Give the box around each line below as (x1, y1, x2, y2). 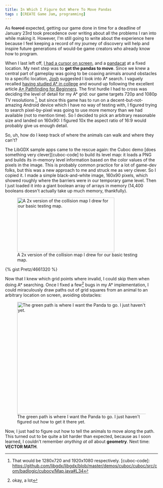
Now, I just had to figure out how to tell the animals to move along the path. (5, 428, 155, 434)
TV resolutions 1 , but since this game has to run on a (5, 96, 110, 103)
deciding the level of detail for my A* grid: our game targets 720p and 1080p (5, 91, 158, 97)
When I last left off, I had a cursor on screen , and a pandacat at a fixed (5, 60, 146, 66)
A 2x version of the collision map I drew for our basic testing (17, 252, 138, 258)
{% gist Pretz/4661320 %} (5, 266, 58, 272)
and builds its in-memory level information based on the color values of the (5, 157, 155, 163)
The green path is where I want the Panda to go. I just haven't (17, 413, 140, 420)
